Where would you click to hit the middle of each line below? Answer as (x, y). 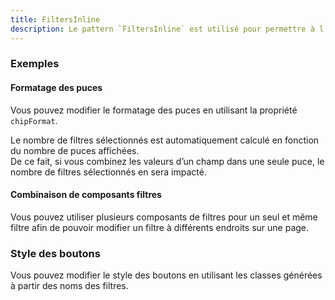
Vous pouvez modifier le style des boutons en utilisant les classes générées (166, 275)
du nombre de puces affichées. (75, 150)
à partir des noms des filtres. (69, 286)
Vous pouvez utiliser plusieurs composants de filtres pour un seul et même (164, 217)
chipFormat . (34, 120)
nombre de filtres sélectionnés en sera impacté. (108, 172)
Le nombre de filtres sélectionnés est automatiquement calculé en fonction (165, 140)
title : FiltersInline (55, 19)
